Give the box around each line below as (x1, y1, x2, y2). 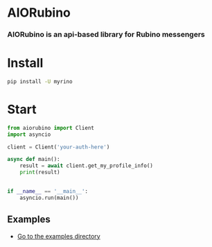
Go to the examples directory (17, 232, 100, 240)
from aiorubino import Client (7, 124, 95, 131)
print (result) (19, 169, 60, 176)
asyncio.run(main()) (19, 194, 79, 201)
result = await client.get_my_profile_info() (19, 162, 154, 169)
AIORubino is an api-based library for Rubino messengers (7, 30, 206, 40)
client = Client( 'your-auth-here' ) (7, 144, 110, 151)
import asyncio (7, 130, 51, 138)
